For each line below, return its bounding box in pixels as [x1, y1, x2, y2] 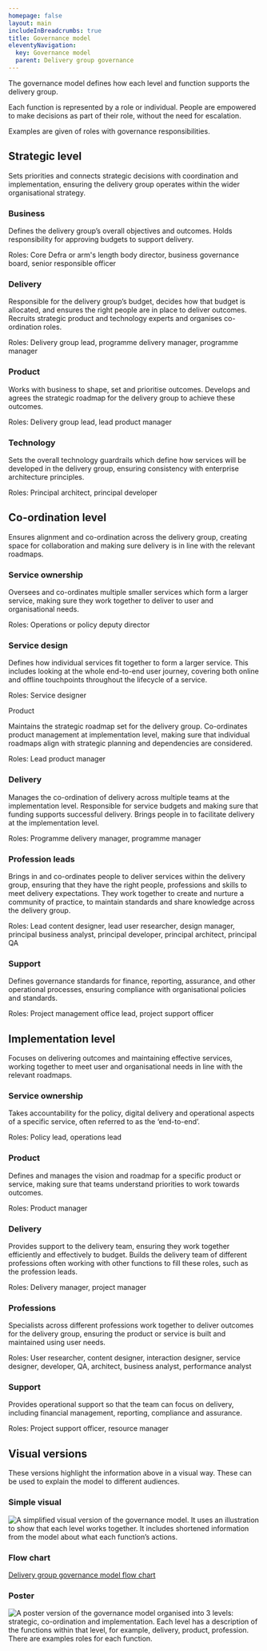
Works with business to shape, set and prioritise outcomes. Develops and [8, 384, 250, 394]
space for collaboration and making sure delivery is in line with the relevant [8, 540, 256, 550]
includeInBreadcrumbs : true [8, 26, 102, 34]
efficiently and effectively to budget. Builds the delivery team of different [8, 1250, 248, 1259]
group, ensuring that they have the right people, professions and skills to [8, 880, 248, 890]
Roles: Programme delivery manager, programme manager [8, 834, 201, 843]
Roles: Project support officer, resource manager [8, 1424, 169, 1433]
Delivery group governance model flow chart [8, 1570, 156, 1580]
